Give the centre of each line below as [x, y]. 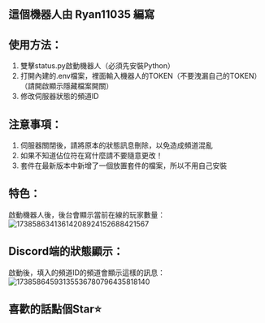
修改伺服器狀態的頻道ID [59, 97]
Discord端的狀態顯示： [66, 251]
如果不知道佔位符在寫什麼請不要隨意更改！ [91, 156]
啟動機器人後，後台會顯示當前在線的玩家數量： [87, 214]
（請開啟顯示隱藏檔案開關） [67, 86]
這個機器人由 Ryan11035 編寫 [82, 15]
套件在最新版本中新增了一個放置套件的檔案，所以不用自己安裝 [124, 166]
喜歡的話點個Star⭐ [55, 310]
